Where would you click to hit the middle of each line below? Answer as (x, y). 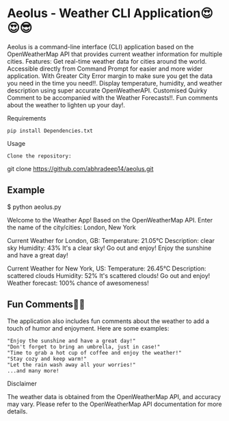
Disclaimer (22, 383)
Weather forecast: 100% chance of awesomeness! (78, 283)
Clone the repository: (39, 156)
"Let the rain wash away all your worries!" (71, 365)
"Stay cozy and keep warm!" (47, 359)
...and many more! (33, 371)
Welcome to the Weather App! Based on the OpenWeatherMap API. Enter (110, 220)
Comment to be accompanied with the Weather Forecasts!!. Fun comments (113, 97)
